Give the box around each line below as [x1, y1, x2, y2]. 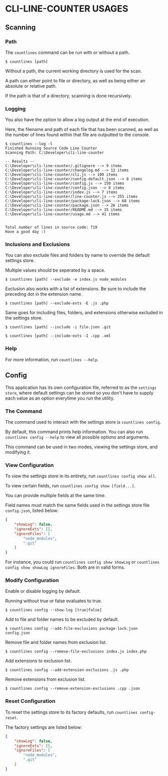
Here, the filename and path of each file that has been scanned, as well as [5, 126, 159, 133]
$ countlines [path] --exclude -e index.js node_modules [5, 277, 127, 282]
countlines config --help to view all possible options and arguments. [5, 434, 150, 440]
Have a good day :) [5, 229, 46, 234]
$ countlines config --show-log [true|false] [5, 608, 102, 613]
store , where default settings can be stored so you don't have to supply [5, 390, 154, 396]
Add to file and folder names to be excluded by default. [5, 616, 119, 622]
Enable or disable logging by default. [5, 588, 81, 594]
